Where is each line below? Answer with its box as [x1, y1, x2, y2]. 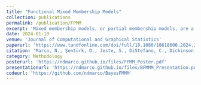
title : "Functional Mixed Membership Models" [6, 8, 121, 15]
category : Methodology [6, 53, 63, 59]
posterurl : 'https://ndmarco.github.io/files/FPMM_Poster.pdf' [6, 59, 167, 65]
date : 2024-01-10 [6, 31, 50, 37]
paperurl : [6, 42, 31, 48]
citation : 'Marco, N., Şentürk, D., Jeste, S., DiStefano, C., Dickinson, [6, 48, 197, 54]
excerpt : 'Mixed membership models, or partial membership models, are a [6, 25, 194, 32]
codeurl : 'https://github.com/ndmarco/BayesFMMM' [6, 70, 133, 76]
